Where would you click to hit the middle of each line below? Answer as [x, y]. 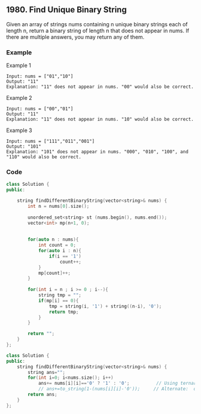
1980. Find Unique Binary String [66, 10]
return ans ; [43, 395]
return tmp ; [64, 312]
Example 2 [19, 98]
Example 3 [19, 130]
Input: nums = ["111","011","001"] [51, 142]
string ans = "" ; [47, 372]
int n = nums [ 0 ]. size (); [59, 206]
